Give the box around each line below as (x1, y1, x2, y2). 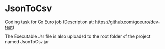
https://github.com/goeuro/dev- (95, 19, 160, 25)
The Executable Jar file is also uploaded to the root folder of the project (5, 33, 151, 39)
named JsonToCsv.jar (5, 38, 49, 44)
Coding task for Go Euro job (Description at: (5, 19, 94, 25)
